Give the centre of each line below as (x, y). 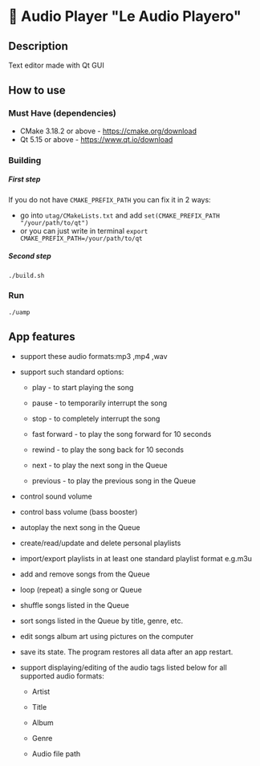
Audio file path (56, 753)
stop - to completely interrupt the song (96, 418)
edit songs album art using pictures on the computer (107, 636)
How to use (37, 90)
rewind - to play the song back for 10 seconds (108, 450)
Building (25, 160)
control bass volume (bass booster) (79, 511)
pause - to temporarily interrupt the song (100, 403)
